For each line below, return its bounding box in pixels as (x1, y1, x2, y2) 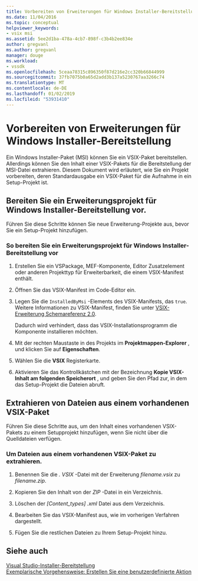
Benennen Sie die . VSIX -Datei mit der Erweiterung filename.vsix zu (14, 471, 181, 478)
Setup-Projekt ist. (6, 179, 49, 186)
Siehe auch (6, 546, 48, 556)
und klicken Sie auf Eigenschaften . (14, 345, 101, 352)
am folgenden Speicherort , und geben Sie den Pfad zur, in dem (30, 375, 187, 382)
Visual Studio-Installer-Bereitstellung (6, 562, 95, 569)
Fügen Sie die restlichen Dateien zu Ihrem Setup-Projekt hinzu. (14, 529, 167, 536)
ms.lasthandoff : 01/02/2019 (6, 91, 75, 97)
